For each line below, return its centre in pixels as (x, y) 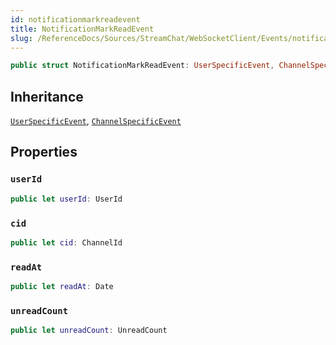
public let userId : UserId (66, 199)
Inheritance (47, 96)
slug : (21, 38)
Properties (44, 152)
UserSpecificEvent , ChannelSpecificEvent (96, 121)
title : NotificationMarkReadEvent (82, 29)
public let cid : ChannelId (66, 242)
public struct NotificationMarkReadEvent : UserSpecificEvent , (142, 66)
